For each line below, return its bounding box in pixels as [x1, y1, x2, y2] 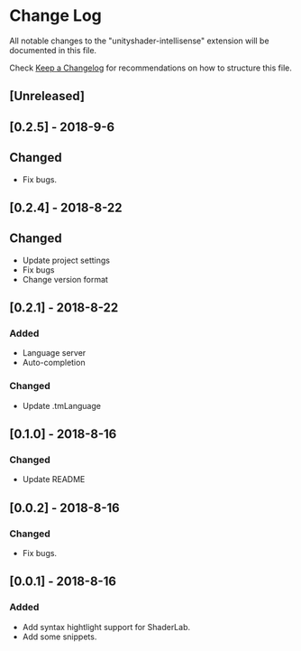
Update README [22, 474, 86, 485]
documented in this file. [9, 44, 97, 55]
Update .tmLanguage [22, 400, 102, 411]
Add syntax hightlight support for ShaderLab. [22, 621, 191, 632]
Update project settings [22, 255, 111, 265]
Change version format [22, 274, 108, 284]
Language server [22, 348, 87, 358]
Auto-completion [22, 358, 86, 368]
